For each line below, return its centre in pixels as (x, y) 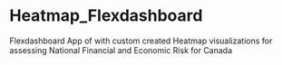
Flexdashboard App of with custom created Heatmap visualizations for (141, 41)
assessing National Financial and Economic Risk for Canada (121, 50)
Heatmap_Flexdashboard (106, 16)
